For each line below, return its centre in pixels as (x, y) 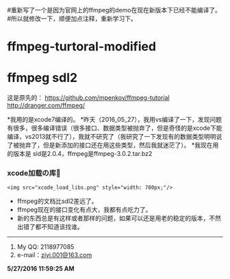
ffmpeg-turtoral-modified (81, 47)
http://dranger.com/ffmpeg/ (46, 105)
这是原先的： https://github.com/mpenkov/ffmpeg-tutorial (88, 98)
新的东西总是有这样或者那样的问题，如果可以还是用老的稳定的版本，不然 (119, 218)
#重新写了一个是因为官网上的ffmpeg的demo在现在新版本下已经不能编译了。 (114, 10)
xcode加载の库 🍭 (34, 173)
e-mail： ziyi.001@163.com (54, 255)
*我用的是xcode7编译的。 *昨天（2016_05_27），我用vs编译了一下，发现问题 (115, 120)
